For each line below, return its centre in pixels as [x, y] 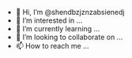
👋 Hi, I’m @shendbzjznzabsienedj [70, 12]
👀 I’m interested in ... [49, 20]
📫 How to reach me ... [52, 46]
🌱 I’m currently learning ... [58, 29]
